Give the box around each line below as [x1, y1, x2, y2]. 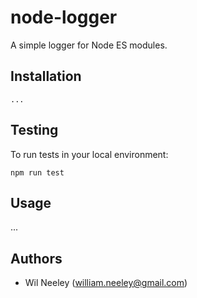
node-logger [10, 6, 118, 29]
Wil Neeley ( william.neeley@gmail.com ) [24, 277, 188, 289]
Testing [10, 122, 59, 139]
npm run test [10, 167, 65, 178]
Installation [10, 68, 82, 85]
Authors [10, 250, 63, 267]
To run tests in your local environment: [10, 148, 169, 160]
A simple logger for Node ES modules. [10, 39, 168, 51]
